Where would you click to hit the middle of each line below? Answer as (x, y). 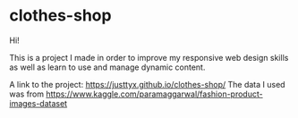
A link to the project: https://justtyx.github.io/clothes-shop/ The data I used (147, 84)
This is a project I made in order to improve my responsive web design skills (149, 57)
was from (27, 94)
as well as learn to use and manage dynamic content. (107, 67)
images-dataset (38, 103)
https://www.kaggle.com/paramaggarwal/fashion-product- (154, 94)
